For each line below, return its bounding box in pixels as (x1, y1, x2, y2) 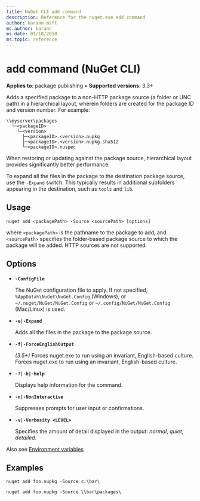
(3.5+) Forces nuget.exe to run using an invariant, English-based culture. (14, 352, 194, 359)
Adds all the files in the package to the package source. (14, 328, 152, 335)
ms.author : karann (6, 25, 52, 32)
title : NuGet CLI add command (6, 8, 82, 15)
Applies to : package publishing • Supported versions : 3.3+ (6, 82, 153, 89)
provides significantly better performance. (6, 161, 110, 168)
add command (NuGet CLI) (6, 62, 141, 76)
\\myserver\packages (6, 118, 58, 124)
